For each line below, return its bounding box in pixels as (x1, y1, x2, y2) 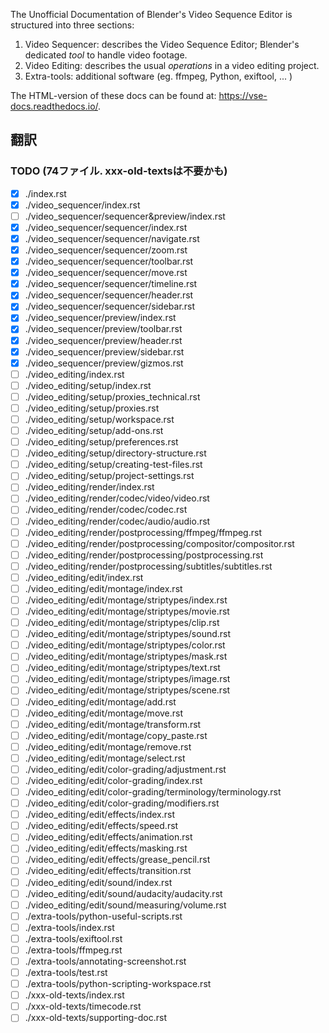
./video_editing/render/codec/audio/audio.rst (24, 515, 211, 527)
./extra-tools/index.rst (24, 921, 115, 933)
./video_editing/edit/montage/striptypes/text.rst (24, 662, 221, 674)
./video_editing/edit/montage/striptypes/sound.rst (24, 628, 232, 640)
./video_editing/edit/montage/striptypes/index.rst (24, 594, 228, 606)
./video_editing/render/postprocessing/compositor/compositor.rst (24, 537, 295, 549)
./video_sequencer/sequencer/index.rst (24, 221, 188, 233)
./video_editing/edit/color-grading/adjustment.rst (24, 763, 227, 775)
